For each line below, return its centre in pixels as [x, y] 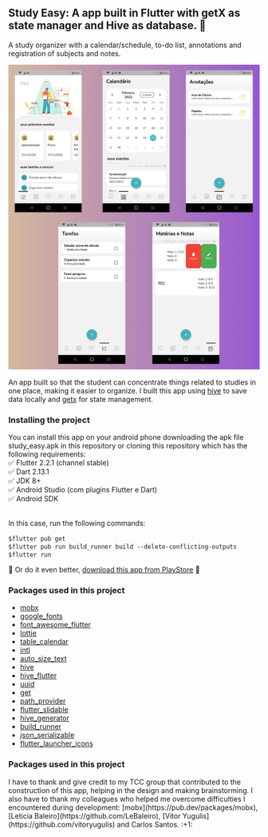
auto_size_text [43, 659]
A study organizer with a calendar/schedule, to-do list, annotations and [125, 45]
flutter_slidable [44, 710]
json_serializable [47, 735]
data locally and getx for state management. [81, 399]
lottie [28, 633]
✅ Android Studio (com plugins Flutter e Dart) [83, 490]
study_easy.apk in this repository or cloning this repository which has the [128, 446]
